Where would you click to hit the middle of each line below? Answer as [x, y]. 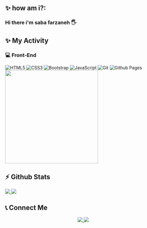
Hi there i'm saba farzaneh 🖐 [41, 23]
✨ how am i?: [25, 8]
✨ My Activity [27, 40]
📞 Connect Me [26, 208]
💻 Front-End [21, 55]
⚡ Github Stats [28, 177]
